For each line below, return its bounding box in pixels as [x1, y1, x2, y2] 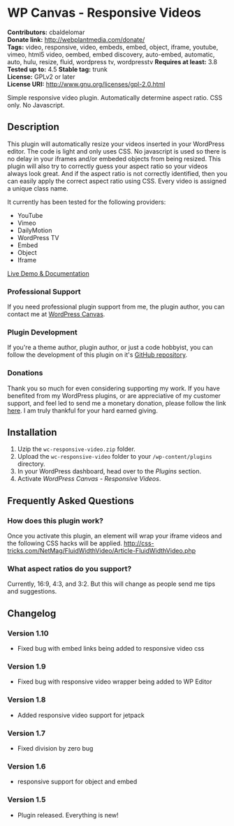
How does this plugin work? [7, 515, 103, 525]
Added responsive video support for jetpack [17, 711, 145, 719]
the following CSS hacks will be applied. [7, 539, 122, 547]
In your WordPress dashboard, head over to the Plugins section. [17, 467, 202, 475]
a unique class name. [7, 184, 68, 193]
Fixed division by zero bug [17, 744, 94, 753]
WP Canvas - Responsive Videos [7, 5, 201, 21]
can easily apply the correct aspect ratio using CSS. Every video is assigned [7, 177, 227, 185]
